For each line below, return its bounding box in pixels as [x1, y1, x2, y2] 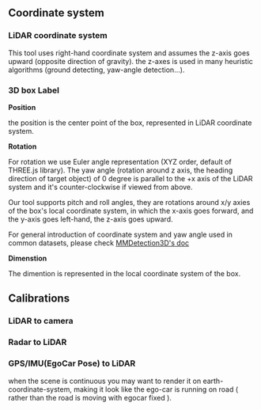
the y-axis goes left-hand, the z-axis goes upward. [8, 214, 173, 224]
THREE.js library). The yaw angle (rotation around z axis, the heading [8, 165, 233, 175]
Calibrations [8, 292, 70, 306]
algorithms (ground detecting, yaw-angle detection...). [8, 65, 185, 74]
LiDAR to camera [8, 316, 74, 327]
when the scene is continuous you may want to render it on [8, 376, 202, 385]
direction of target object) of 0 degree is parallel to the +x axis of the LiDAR [8, 173, 253, 183]
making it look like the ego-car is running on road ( [74, 384, 239, 394]
